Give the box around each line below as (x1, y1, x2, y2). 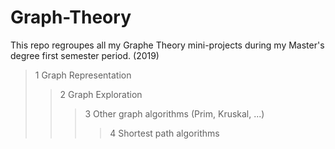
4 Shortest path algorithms (109, 127, 220, 139)
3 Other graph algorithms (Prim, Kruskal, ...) (84, 107, 265, 120)
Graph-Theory (10, 6, 132, 29)
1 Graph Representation (34, 69, 132, 81)
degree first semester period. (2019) (10, 49, 160, 61)
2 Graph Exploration (59, 88, 143, 100)
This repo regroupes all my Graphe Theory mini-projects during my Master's (10, 39, 325, 51)
